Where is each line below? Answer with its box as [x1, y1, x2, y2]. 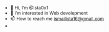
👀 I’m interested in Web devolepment [10, 10, 88, 16]
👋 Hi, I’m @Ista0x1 [10, 5, 49, 10]
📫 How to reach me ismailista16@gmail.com [10, 15, 104, 21]
